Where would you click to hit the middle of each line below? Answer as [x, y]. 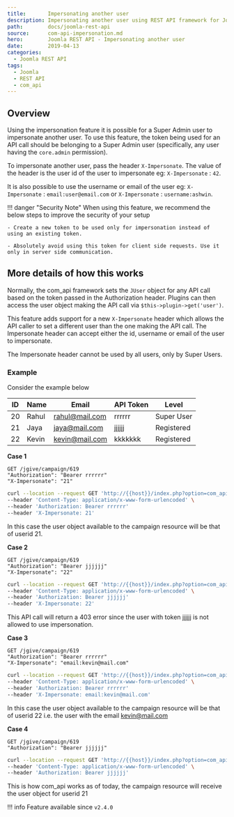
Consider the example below [48, 388]
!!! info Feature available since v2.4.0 [60, 807]
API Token [131, 405]
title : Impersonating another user [68, 14]
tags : [15, 66]
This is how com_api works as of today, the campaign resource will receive [115, 786]
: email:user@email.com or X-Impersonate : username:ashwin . [128, 194]
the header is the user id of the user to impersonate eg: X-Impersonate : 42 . [114, 173]
